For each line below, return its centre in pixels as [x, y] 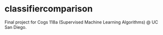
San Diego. [16, 27]
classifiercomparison [49, 9]
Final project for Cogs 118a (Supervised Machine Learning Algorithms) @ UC [81, 22]
